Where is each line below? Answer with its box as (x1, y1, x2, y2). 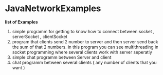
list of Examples (5, 19, 38, 25)
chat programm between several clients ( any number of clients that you (12, 59, 157, 65)
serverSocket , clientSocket (12, 34, 68, 39)
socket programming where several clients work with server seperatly (12, 49, 152, 55)
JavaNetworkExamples (5, 3, 101, 14)
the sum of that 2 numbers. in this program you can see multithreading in (12, 44, 159, 50)
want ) (12, 64, 25, 71)
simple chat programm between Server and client (12, 54, 112, 60)
